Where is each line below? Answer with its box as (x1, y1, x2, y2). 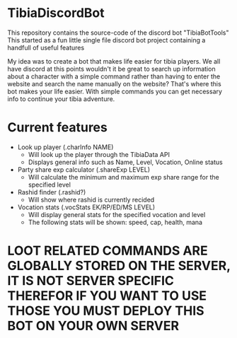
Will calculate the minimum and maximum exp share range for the (28, 173, 219, 181)
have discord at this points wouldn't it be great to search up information (7, 64, 216, 73)
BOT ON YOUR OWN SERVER (7, 318, 179, 334)
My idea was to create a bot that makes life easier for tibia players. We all (7, 57, 221, 65)
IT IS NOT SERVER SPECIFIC (7, 273, 175, 289)
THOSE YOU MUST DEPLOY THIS (7, 303, 204, 319)
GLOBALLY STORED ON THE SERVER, (7, 258, 231, 274)
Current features (7, 120, 108, 136)
